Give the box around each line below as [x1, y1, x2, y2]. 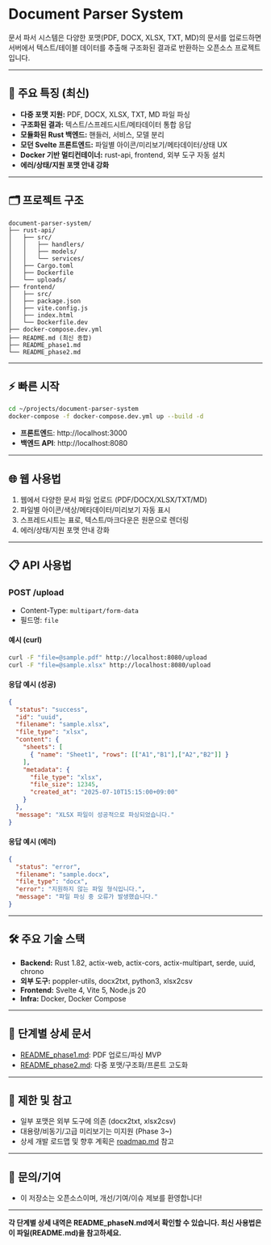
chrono [19, 966, 44, 976]
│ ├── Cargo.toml [8, 261, 74, 269]
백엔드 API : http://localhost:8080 [19, 438, 128, 448]
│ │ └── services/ [8, 254, 85, 263]
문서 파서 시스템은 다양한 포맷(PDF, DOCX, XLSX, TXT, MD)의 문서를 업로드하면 [8, 32, 262, 42]
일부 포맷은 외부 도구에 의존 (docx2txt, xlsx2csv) [19, 1116, 176, 1126]
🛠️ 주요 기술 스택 [8, 932, 85, 946]
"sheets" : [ [23, 743, 63, 752]
